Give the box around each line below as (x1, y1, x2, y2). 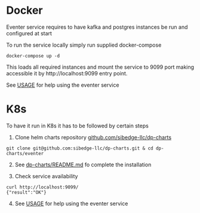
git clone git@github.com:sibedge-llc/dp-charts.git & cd (6, 145, 153, 151)
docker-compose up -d (6, 53, 60, 59)
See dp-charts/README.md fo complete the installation (14, 161, 152, 168)
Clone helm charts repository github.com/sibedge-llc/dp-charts (14, 133, 172, 141)
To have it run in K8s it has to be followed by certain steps (6, 122, 149, 129)
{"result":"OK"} (6, 189, 47, 195)
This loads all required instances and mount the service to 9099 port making (6, 63, 195, 71)
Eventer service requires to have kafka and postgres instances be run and (6, 23, 188, 31)
